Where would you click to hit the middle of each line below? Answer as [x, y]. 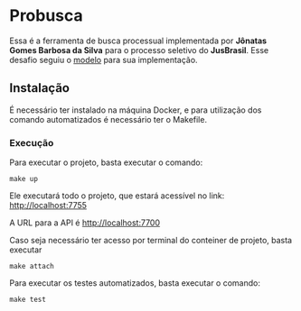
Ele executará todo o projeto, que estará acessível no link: [117, 196]
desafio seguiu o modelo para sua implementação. [103, 59]
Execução [32, 142]
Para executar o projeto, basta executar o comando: [106, 162]
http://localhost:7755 [48, 206]
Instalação [40, 88]
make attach [32, 267]
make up [24, 179]
